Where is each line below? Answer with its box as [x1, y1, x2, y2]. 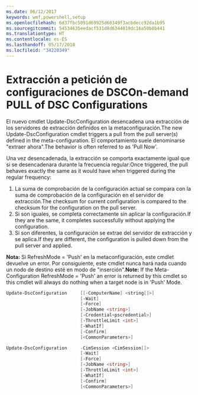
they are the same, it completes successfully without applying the [14, 216, 175, 223]
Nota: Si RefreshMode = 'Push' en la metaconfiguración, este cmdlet [6, 253, 174, 260]
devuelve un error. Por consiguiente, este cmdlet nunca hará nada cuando [6, 260, 187, 267]
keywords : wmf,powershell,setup [6, 14, 86, 20]
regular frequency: [6, 173, 51, 181]
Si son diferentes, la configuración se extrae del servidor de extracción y [14, 229, 192, 236]
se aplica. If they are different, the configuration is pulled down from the [14, 235, 189, 242]
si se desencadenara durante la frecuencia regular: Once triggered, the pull [6, 161, 188, 168]
